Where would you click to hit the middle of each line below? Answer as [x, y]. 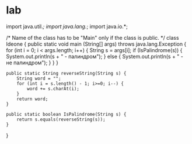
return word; [32, 99]
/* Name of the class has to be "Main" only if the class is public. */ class [92, 37]
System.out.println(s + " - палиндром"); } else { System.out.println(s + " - [95, 56]
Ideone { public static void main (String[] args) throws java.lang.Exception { [96, 44]
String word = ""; [39, 78]
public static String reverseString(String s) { [66, 73]
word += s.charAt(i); [53, 88]
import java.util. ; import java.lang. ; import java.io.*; [67, 26]
